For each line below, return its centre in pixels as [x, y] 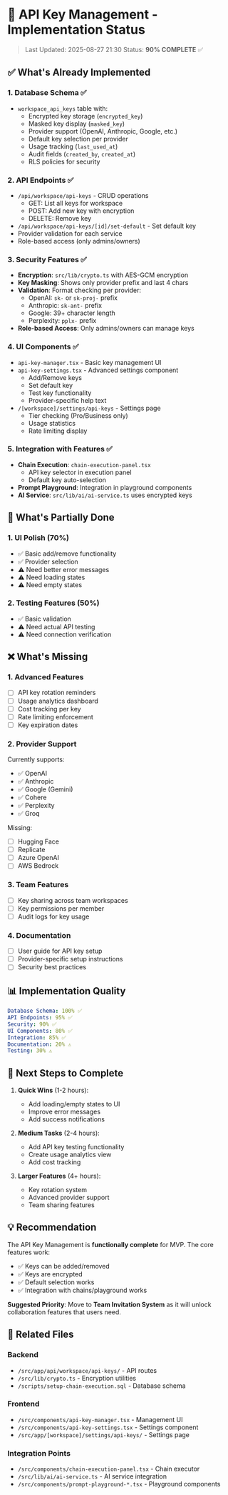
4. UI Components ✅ [43, 347]
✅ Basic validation [44, 619]
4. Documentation [39, 935]
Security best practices [52, 967]
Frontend [24, 1404]
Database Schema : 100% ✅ [45, 1011]
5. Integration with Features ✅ [60, 449]
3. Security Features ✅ [47, 259]
